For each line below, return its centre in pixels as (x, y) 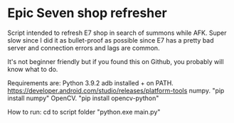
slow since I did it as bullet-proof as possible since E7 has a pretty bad (111, 40)
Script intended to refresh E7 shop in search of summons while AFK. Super (117, 33)
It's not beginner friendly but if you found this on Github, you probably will (116, 61)
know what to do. (33, 69)
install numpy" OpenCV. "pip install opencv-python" (83, 98)
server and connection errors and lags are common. (84, 48)
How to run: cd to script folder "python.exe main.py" (84, 112)
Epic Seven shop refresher (87, 13)
